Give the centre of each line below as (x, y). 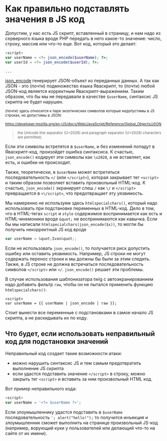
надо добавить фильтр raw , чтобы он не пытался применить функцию (79, 285)
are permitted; (30, 137)
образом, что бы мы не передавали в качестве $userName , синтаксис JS (82, 97)
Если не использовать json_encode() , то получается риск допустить (78, 248)
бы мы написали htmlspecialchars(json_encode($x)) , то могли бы (74, 224)
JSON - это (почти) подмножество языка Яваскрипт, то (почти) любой (80, 86)
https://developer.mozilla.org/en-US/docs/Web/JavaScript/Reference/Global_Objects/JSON (83, 124)
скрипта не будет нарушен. (34, 102)
